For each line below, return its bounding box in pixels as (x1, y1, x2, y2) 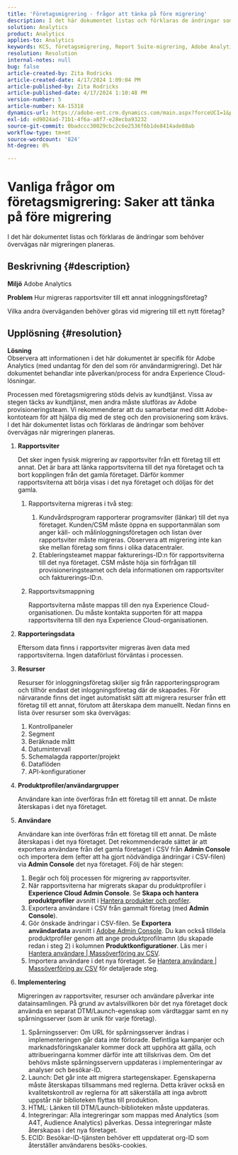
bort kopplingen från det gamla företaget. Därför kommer (17, 470, 185, 479)
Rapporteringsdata (17, 629, 75, 638)
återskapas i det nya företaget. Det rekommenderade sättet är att (17, 837, 208, 846)
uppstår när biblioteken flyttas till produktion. (28, 1095, 159, 1104)
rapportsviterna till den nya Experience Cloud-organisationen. (28, 615, 209, 624)
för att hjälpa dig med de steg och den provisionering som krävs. (40, 413, 229, 421)
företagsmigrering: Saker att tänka (7, 194, 215, 210)
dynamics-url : (7, 109, 50, 116)
